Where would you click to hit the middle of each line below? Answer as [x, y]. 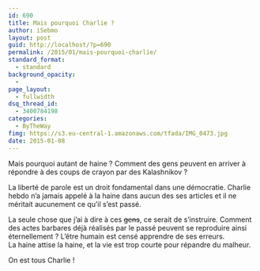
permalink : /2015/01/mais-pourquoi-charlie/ [83, 52]
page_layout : [30, 89]
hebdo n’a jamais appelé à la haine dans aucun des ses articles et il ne [122, 196]
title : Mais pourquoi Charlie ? [61, 23]
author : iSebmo [33, 30]
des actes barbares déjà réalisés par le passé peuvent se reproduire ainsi [128, 227]
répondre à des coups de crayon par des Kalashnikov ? [98, 172]
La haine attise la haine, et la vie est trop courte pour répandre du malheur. [130, 244]
